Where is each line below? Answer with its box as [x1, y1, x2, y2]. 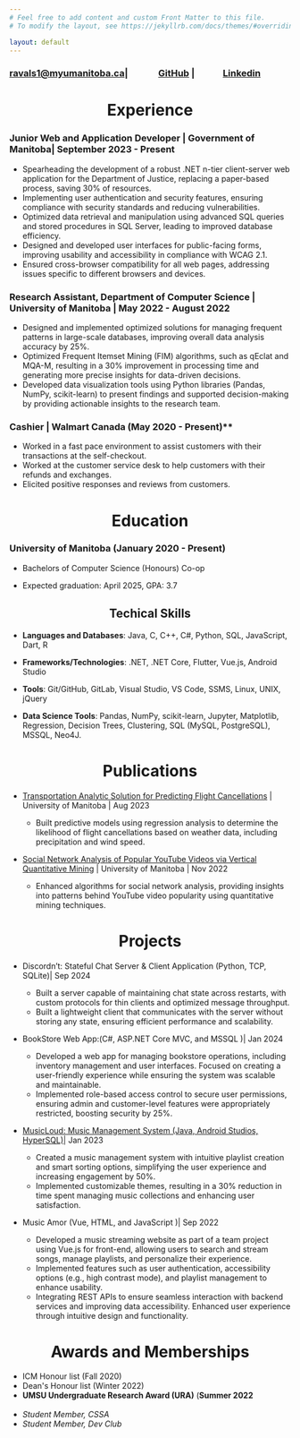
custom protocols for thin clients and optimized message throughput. [35, 997, 290, 1007]
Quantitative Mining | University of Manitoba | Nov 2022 [21, 863, 229, 874]
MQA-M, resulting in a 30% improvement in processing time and [21, 360, 259, 372]
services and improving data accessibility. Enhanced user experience [35, 1300, 291, 1312]
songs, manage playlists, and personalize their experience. [35, 1253, 253, 1263]
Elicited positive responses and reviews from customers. [21, 479, 230, 490]
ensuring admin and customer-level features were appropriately [35, 1098, 271, 1108]
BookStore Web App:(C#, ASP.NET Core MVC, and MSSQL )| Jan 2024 [21, 1033, 284, 1044]
